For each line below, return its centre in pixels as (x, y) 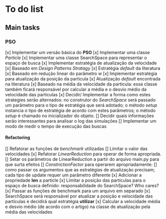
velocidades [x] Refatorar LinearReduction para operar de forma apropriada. (83, 154)
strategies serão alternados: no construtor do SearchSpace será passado (80, 100)
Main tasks (23, 28)
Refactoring (18, 138)
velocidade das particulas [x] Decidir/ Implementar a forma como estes (78, 94)
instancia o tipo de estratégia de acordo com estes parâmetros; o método (80, 110)
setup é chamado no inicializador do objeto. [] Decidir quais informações (80, 116)
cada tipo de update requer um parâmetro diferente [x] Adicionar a (74, 175)
